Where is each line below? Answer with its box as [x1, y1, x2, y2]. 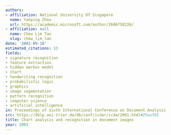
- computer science [5, 98, 47, 103]
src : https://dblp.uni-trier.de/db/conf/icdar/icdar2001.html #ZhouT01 [5, 112, 159, 118]
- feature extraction [5, 60, 52, 65]
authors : [5, 7, 24, 13]
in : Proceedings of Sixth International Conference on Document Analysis [5, 108, 166, 113]
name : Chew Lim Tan [10, 31, 52, 36]
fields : [5, 50, 22, 55]
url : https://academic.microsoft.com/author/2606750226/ [10, 22, 134, 27]
